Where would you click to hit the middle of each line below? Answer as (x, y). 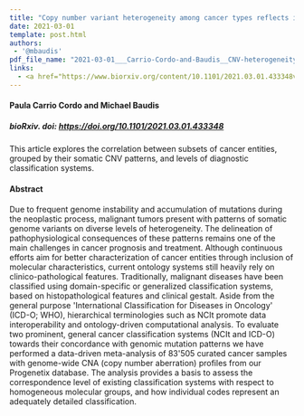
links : (22, 69)
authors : (26, 43)
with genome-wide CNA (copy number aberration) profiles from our (136, 363)
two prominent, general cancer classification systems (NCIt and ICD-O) (142, 334)
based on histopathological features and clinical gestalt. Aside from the (142, 296)
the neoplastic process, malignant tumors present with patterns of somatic (148, 219)
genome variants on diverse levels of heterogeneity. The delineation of (141, 228)
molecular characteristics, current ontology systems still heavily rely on (142, 267)
